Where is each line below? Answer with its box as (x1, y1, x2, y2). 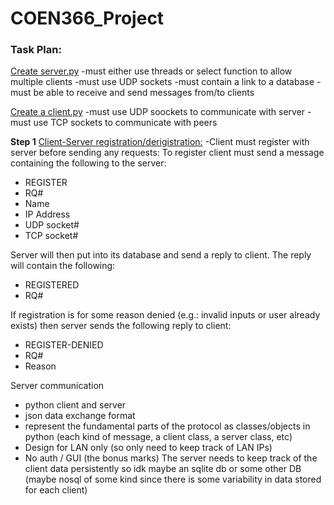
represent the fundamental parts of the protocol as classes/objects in (24, 420, 311, 432)
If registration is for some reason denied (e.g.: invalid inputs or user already (10, 309, 321, 321)
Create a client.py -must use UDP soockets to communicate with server (10, 106, 306, 118)
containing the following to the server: (10, 157, 167, 169)
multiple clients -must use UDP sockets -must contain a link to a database (10, 76, 315, 88)
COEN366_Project (10, 7, 165, 30)
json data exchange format (24, 410, 136, 422)
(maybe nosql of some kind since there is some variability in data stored (24, 473, 322, 486)
